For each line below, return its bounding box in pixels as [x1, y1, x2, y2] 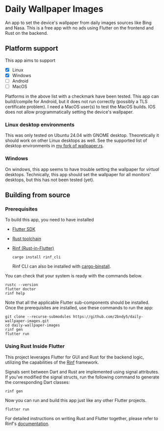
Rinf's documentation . [5, 421, 50, 427]
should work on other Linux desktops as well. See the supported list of [5, 137, 147, 143]
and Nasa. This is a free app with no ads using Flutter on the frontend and [5, 25, 154, 30]
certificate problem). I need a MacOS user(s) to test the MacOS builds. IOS [5, 104, 156, 109]
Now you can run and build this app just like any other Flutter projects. [5, 397, 147, 403]
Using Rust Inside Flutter [5, 343, 65, 350]
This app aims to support [5, 57, 55, 63]
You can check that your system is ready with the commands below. [5, 273, 143, 279]
